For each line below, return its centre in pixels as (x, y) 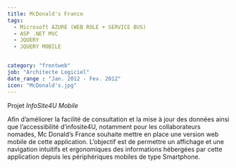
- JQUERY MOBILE (37, 47)
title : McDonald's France (45, 14)
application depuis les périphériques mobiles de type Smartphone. (104, 157)
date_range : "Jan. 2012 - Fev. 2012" (64, 78)
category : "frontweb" (39, 66)
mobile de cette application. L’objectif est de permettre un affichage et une (116, 141)
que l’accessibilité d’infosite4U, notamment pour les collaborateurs (104, 126)
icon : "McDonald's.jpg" (42, 85)
